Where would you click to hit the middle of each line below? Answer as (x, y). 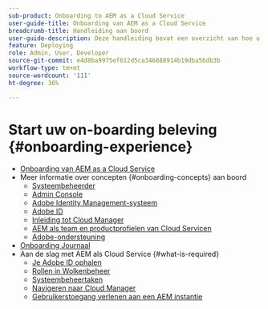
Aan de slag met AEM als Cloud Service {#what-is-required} (119, 254)
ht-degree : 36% (34, 83)
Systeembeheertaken (67, 280)
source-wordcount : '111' (50, 75)
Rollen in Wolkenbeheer (71, 271)
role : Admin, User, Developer (59, 53)
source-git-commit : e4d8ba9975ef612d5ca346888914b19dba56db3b (114, 61)
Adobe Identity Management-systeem (95, 203)
